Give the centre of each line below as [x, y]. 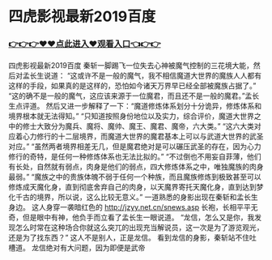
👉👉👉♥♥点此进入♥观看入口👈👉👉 [85, 44]
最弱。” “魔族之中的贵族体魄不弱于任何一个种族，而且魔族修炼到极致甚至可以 [135, 177]
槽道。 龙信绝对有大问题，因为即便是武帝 [77, 248]
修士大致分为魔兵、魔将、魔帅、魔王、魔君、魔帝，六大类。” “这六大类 [138, 126]
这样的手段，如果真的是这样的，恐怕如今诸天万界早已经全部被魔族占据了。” [132, 86]
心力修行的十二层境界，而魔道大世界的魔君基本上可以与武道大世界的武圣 [143, 136]
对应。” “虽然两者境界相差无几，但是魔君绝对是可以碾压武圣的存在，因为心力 [135, 147]
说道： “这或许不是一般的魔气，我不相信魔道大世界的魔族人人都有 [153, 76]
